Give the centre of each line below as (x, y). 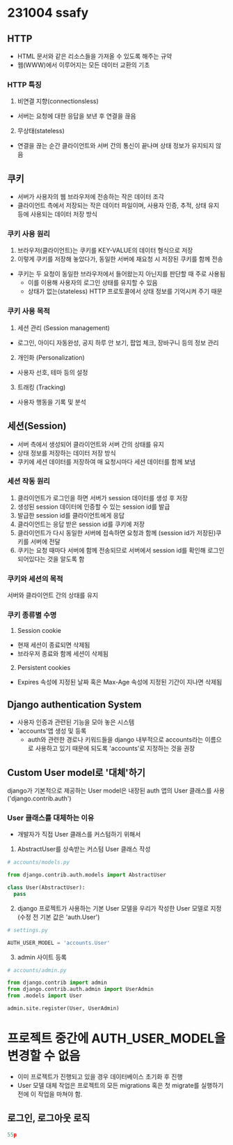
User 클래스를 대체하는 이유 (51, 818)
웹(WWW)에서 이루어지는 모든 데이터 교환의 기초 (83, 65)
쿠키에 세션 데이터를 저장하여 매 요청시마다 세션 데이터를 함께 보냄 (106, 461)
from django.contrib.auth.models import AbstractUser (87, 875)
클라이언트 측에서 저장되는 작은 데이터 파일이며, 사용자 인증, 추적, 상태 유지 (118, 205)
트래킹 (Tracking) (41, 387)
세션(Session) (37, 426)
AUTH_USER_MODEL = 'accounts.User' (59, 943)
